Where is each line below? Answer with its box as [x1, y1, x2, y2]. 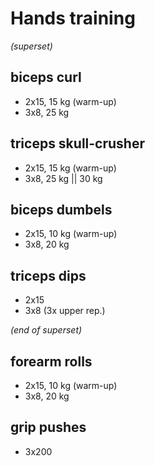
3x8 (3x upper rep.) [24, 305, 106, 317]
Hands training [10, 7, 136, 30]
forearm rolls [10, 353, 93, 370]
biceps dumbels [10, 201, 113, 218]
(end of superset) [10, 324, 83, 336]
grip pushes [10, 419, 87, 436]
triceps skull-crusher [10, 135, 145, 152]
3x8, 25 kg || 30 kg [24, 172, 103, 184]
